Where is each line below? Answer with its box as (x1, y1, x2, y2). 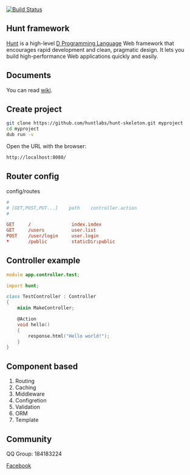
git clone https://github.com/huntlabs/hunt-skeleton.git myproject (6, 120, 183, 126)
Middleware (15, 390, 45, 398)
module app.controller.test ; (6, 271, 80, 277)
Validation (15, 403, 41, 411)
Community (6, 434, 52, 445)
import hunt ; (6, 282, 39, 289)
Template (15, 416, 39, 424)
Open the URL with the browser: (6, 143, 87, 150)
